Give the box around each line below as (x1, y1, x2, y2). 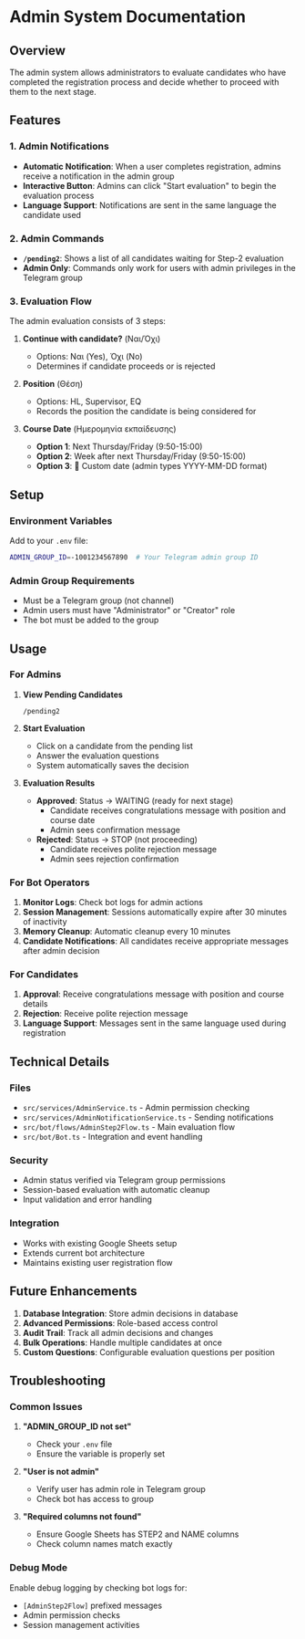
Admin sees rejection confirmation (49, 853, 179, 864)
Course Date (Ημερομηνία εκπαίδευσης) (22, 423, 177, 434)
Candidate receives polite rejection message (49, 843, 217, 854)
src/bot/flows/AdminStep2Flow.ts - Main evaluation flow (22, 1122, 235, 1133)
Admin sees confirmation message (49, 824, 180, 835)
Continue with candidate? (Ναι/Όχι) (22, 333, 161, 344)
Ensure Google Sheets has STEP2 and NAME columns (36, 1529, 239, 1540)
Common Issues (9, 1400, 84, 1413)
